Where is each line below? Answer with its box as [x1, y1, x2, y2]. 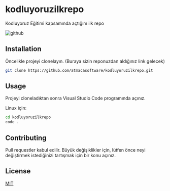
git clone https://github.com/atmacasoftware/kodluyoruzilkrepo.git [5, 68, 153, 73]
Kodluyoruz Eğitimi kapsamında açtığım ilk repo [5, 20, 104, 26]
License [5, 167, 31, 175]
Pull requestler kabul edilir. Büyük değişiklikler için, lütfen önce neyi [5, 147, 146, 153]
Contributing [5, 133, 47, 142]
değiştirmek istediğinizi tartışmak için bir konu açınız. [5, 153, 116, 158]
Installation [5, 44, 42, 54]
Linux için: [5, 105, 27, 111]
